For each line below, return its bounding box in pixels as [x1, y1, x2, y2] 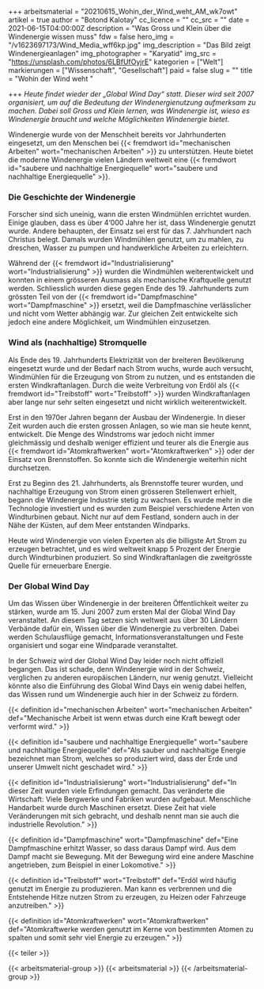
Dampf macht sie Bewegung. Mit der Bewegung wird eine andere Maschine [8, 851, 255, 861]
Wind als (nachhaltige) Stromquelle [8, 337, 148, 348]
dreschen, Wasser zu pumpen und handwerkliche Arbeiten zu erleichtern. [8, 243, 249, 252]
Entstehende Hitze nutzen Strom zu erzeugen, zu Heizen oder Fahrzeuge [8, 892, 247, 901]
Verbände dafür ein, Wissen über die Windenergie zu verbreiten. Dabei [8, 623, 239, 633]
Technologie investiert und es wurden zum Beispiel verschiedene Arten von [8, 503, 255, 513]
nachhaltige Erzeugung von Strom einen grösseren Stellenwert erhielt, [8, 487, 237, 496]
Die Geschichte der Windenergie [8, 191, 136, 203]
